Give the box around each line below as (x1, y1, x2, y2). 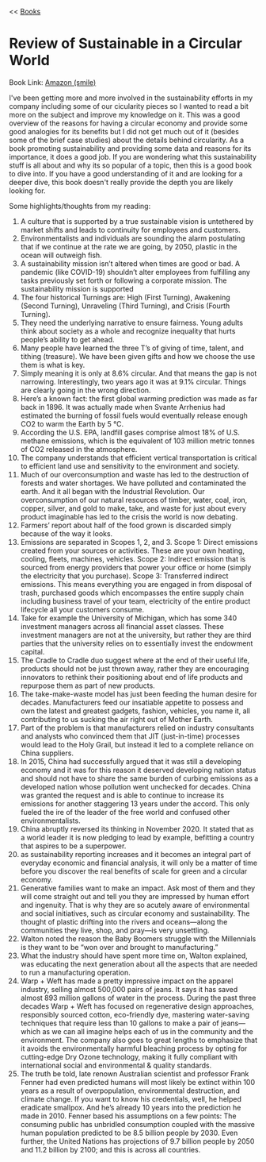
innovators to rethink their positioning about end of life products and (20, 672, 244, 681)
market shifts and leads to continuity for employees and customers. (20, 225, 241, 234)
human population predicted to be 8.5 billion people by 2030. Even (20, 1128, 238, 1137)
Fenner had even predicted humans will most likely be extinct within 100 (20, 1077, 256, 1087)
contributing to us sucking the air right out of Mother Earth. (20, 714, 213, 724)
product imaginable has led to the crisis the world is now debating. (20, 512, 238, 521)
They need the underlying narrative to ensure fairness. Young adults (20, 318, 244, 327)
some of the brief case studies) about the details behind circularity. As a (9, 135, 245, 145)
